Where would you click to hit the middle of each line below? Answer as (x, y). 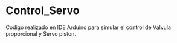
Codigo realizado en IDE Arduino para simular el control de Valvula (88, 27)
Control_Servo (43, 11)
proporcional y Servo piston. (41, 33)
